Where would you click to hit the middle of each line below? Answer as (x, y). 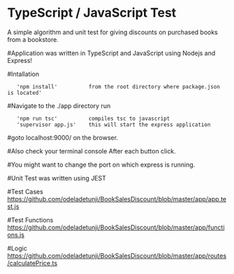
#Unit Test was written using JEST (57, 178)
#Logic (17, 248)
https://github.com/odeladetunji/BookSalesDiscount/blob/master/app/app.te (117, 199)
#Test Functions (30, 220)
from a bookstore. (33, 39)
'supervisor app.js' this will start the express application (114, 124)
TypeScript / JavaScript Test (92, 13)
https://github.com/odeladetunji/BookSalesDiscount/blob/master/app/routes (117, 255)
